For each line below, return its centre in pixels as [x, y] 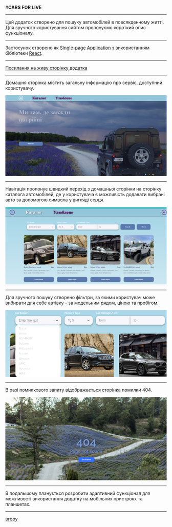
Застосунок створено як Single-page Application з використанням [78, 48]
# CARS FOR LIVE [24, 7]
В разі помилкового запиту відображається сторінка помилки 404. [79, 390]
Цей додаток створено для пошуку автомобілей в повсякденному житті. [85, 22]
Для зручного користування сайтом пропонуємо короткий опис [76, 27]
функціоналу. [20, 33]
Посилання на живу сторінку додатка [47, 68]
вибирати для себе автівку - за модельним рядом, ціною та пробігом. [82, 303]
